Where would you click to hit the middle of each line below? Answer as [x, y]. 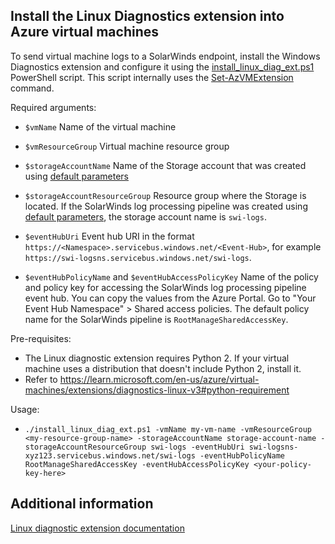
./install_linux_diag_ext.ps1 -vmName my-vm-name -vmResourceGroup [168, 429]
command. [32, 88]
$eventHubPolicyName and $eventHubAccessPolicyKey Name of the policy [171, 276]
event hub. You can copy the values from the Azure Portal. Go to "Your [170, 298]
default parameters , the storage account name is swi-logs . [145, 216]
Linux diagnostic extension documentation [97, 528]
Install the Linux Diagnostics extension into [147, 16]
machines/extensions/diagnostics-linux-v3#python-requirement [157, 390]
